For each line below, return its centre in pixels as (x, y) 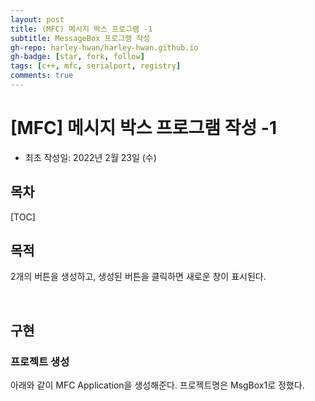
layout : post (37, 19)
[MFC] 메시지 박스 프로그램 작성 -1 (144, 128)
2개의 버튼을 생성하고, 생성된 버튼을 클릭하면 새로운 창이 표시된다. (138, 277)
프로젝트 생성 (40, 361)
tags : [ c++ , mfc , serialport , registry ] (96, 66)
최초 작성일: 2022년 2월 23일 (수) (90, 157)
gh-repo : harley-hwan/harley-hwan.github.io (104, 47)
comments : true (42, 76)
